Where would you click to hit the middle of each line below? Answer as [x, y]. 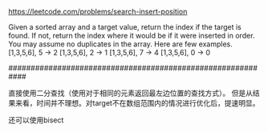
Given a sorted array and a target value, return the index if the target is [125, 27]
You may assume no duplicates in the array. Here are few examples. [120, 44]
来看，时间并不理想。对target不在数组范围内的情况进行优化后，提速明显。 [137, 103]
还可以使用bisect [36, 120]
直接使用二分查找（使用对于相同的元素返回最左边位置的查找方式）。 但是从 [130, 93]
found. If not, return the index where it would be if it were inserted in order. [132, 36]
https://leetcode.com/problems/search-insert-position [98, 12]
